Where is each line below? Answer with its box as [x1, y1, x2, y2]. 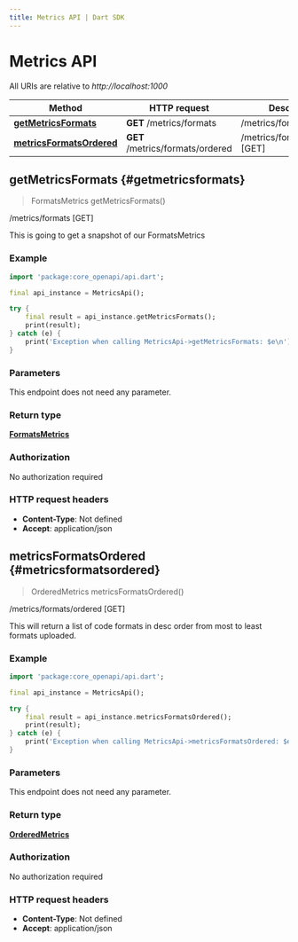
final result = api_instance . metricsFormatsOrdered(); [25, 712, 232, 721]
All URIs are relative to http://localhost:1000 [9, 81, 169, 91]
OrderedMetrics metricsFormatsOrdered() [30, 586, 184, 597]
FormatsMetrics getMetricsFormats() [30, 196, 166, 207]
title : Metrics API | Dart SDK [9, 12, 125, 22]
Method [48, 101, 82, 114]
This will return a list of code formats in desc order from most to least [9, 620, 263, 631]
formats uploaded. [9, 630, 77, 640]
